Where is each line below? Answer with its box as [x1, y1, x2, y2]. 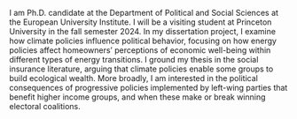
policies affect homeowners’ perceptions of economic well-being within [9, 45, 271, 56]
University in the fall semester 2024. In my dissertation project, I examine [9, 26, 277, 36]
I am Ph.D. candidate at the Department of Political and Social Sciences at [9, 8, 279, 18]
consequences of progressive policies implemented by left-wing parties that [9, 83, 288, 93]
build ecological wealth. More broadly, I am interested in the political [9, 73, 259, 83]
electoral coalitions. [9, 101, 82, 111]
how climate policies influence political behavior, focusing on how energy [9, 35, 277, 46]
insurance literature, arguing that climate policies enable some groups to [9, 63, 274, 74]
